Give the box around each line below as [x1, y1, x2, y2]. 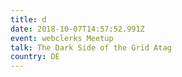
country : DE [10, 52, 60, 62]
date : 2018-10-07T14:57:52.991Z [10, 24, 145, 34]
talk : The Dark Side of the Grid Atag [10, 42, 172, 53]
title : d [10, 14, 47, 25]
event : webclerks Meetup [10, 33, 114, 43]
